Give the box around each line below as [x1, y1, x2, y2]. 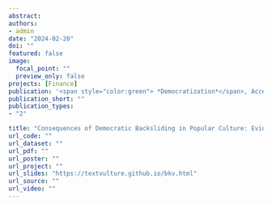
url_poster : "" [8, 155, 60, 163]
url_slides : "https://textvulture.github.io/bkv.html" [8, 169, 198, 178]
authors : [8, 19, 38, 28]
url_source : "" [8, 177, 60, 186]
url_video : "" [8, 185, 57, 193]
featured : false [8, 49, 63, 58]
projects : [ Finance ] [8, 79, 79, 88]
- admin [8, 27, 35, 35]
